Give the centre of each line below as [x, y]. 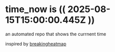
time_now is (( [35, 9]
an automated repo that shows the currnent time [56, 34]
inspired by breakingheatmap [36, 43]
